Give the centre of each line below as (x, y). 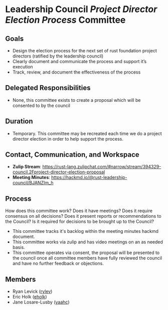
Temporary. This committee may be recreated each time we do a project (87, 133)
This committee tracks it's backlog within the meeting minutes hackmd (86, 231)
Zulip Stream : (27, 167)
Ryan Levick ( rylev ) (32, 291)
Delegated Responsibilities (48, 88)
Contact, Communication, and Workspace (72, 155)
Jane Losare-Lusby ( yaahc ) (41, 302)
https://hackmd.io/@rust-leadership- (89, 177)
